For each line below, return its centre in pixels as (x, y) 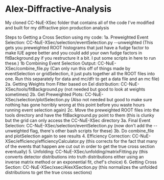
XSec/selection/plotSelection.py (37, 99)
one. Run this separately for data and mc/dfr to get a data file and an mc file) (82, 79)
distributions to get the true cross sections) (48, 172)
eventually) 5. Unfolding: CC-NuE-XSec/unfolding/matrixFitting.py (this (77, 151)
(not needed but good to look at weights (105, 89)
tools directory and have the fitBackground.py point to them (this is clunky (80, 115)
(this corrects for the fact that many (121, 141)
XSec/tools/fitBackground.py (34, 89)
